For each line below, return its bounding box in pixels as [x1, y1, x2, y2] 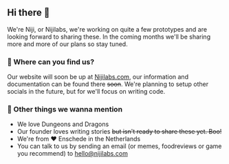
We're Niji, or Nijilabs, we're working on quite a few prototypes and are [7, 25, 208, 33]
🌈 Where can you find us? [7, 57, 95, 66]
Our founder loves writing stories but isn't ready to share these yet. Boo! [17, 127, 222, 136]
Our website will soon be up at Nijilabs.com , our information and [7, 73, 189, 81]
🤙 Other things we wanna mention [7, 105, 122, 114]
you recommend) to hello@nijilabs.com [17, 150, 129, 158]
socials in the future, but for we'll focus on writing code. [7, 88, 166, 96]
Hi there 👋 [7, 7, 50, 19]
